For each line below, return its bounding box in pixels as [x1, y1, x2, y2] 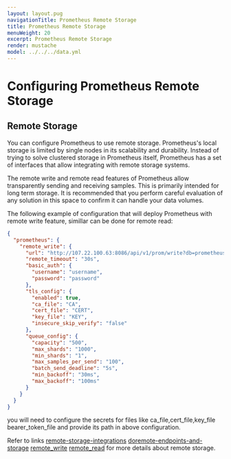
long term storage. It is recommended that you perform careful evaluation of [7, 188, 223, 197]
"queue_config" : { [25, 333, 78, 340]
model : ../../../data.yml [7, 49, 81, 56]
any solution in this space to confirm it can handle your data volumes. [7, 196, 204, 204]
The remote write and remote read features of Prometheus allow [7, 174, 189, 182]
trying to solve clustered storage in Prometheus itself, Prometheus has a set [7, 153, 222, 162]
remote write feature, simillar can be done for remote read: [7, 217, 173, 225]
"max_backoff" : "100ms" [32, 378, 100, 384]
